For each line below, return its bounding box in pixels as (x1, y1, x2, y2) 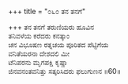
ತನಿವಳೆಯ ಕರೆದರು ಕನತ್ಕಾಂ (8, 31, 70, 40)
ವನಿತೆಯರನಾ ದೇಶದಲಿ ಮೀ (8, 49, 70, 58)
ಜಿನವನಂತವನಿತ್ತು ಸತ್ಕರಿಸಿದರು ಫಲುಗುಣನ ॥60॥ (8, 67, 121, 75)
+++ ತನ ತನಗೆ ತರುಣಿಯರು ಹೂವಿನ (8, 23, 95, 31)
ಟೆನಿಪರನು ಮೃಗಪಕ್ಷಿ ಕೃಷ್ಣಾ (8, 58, 69, 67)
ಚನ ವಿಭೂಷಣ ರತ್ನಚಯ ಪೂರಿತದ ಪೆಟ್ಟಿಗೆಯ (8, 40, 109, 49)
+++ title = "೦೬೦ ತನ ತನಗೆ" (8, 7, 85, 16)
